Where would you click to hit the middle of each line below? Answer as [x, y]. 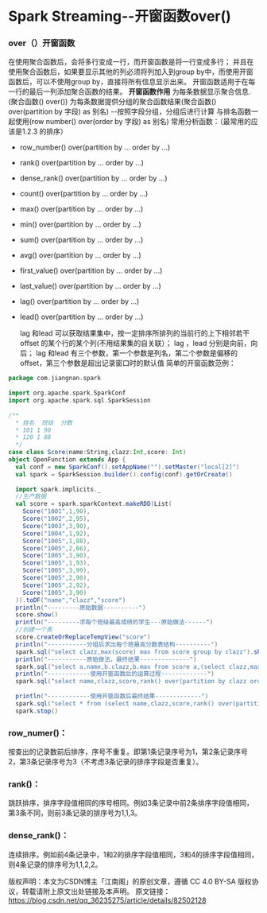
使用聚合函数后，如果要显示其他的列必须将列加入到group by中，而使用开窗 [131, 72]
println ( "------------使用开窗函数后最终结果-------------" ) [112, 697]
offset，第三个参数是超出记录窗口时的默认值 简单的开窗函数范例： [128, 363]
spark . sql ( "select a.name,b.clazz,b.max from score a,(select [120, 666]
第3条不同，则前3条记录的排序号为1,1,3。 [75, 813]
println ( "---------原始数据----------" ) [81, 608]
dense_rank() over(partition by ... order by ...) [94, 178]
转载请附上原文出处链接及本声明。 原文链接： [96, 891]
